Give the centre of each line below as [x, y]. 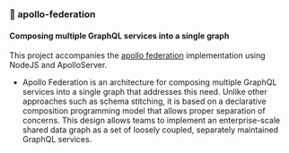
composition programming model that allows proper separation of [144, 111]
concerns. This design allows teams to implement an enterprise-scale [151, 121]
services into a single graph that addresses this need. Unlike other [144, 92]
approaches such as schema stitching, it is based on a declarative [144, 101]
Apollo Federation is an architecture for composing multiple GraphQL [149, 82]
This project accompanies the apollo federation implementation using [138, 55]
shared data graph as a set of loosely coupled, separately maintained [150, 130]
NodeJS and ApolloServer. [58, 65]
